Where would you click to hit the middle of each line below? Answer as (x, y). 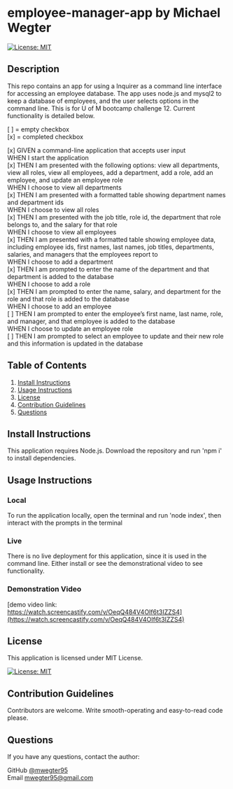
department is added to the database (61, 276)
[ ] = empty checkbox (38, 129)
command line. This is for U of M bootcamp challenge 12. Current (101, 108)
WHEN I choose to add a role (49, 284)
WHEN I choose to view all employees (62, 232)
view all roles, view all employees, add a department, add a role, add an (110, 172)
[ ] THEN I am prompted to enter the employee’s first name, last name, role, (115, 313)
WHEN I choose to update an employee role (70, 328)
